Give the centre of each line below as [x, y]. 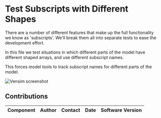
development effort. [25, 43]
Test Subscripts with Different [67, 9]
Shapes [21, 19]
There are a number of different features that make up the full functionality [80, 32]
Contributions [26, 96]
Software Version [121, 110]
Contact [71, 110]
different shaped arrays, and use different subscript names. [64, 57]
